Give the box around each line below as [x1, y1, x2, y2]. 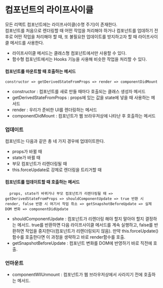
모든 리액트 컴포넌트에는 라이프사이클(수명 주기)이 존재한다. [5, 21, 118, 27]
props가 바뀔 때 [12, 149, 42, 154]
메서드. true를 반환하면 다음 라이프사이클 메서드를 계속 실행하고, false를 [17, 222, 153, 228]
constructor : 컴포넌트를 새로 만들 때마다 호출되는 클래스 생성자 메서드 [12, 89, 146, 95]
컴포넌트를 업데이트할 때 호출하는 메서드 [5, 179, 80, 185]
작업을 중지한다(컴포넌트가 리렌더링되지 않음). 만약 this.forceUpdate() [25, 228, 159, 234]
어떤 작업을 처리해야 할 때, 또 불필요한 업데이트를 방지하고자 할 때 [14, 34, 137, 39]
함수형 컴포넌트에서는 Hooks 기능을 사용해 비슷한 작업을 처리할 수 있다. [12, 56, 147, 62]
